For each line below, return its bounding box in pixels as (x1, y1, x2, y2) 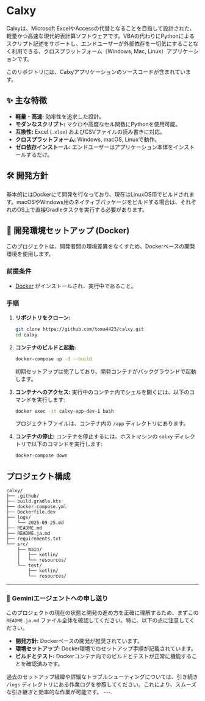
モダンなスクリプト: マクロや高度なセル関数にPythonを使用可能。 (15, 120, 181, 128)
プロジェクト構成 (6, 471, 71, 481)
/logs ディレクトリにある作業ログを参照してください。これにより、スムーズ (6, 681, 197, 688)
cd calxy (15, 332, 38, 338)
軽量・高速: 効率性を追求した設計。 (15, 112, 105, 120)
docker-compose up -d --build (15, 355, 93, 362)
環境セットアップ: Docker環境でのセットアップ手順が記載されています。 (15, 645, 196, 652)
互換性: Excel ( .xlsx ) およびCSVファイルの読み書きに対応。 (15, 128, 166, 135)
